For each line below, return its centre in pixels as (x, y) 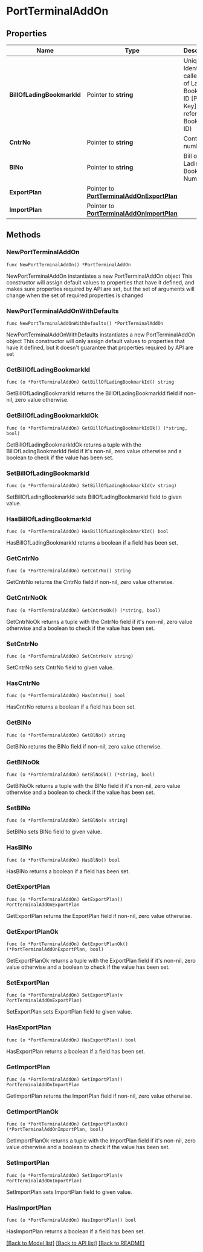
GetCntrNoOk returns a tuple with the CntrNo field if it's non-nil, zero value (99, 621)
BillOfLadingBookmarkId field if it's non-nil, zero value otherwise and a (94, 451)
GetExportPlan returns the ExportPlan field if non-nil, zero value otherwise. (99, 916)
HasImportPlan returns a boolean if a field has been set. (76, 1231)
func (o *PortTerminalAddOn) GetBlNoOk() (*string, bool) (81, 775)
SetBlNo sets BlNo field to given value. (54, 832)
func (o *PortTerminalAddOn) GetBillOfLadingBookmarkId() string (90, 382)
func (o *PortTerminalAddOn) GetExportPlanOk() (67, 944)
